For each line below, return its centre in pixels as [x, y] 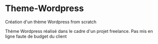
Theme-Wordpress [45, 8]
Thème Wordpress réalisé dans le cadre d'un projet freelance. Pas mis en [79, 31]
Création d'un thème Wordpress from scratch [51, 22]
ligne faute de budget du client [36, 36]
